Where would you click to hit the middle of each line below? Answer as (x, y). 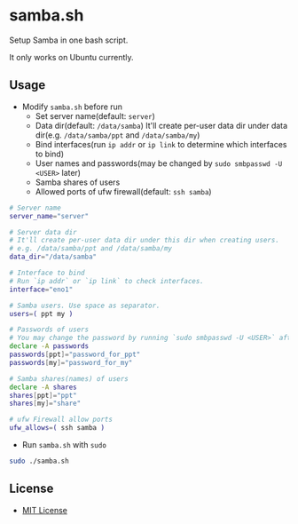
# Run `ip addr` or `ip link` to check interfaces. (106, 281)
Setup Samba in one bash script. (69, 40)
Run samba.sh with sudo (64, 445)
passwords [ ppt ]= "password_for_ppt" (75, 354)
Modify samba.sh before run (72, 107)
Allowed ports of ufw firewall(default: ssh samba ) (123, 191)
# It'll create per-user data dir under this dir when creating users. (144, 241)
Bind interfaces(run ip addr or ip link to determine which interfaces (161, 144)
